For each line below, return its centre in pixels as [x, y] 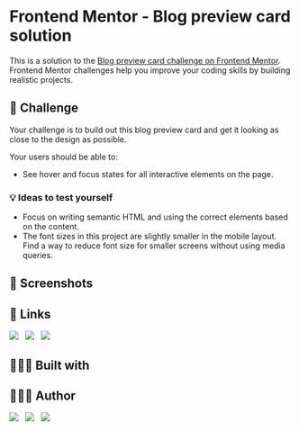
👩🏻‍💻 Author [43, 396]
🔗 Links [30, 314]
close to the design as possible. [68, 139]
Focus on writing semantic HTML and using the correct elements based [155, 217]
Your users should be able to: [64, 157]
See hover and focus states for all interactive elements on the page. [148, 174]
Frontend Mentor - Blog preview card [150, 17]
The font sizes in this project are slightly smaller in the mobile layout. [149, 237]
